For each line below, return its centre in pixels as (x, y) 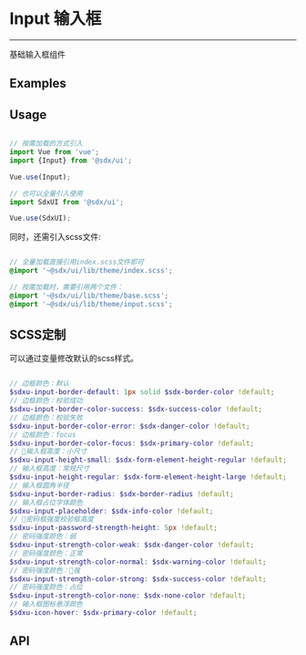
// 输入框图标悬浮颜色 (46, 604)
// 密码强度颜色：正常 (46, 553)
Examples (38, 83)
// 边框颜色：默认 (40, 384)
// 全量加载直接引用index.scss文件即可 (76, 262)
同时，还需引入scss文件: (56, 237)
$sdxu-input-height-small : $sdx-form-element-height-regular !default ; (148, 460)
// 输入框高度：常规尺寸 (50, 469)
